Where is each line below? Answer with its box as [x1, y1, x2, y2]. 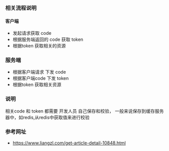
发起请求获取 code [12, 30, 52, 36]
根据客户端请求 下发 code [12, 69, 66, 75]
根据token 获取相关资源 [12, 82, 62, 88]
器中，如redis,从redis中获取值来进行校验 [5, 114, 90, 120]
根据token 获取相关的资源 [12, 43, 66, 49]
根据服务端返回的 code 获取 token [12, 36, 84, 42]
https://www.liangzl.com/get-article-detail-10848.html [12, 140, 126, 146]
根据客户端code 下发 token [12, 75, 69, 81]
